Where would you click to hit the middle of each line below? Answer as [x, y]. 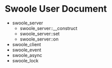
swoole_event [27, 50]
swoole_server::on [39, 39]
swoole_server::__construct [49, 28]
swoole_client [27, 44]
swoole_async [27, 55]
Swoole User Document [56, 9]
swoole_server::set [40, 33]
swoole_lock [25, 60]
